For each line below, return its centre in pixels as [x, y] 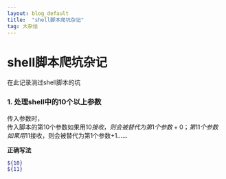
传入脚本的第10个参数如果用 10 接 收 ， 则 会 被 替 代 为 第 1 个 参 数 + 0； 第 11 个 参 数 [113, 127]
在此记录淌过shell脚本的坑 [44, 82]
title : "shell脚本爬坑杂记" [46, 20]
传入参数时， [25, 118]
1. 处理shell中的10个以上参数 [54, 102]
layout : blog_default [38, 13]
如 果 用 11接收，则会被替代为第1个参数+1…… [68, 135]
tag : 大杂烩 [23, 26]
